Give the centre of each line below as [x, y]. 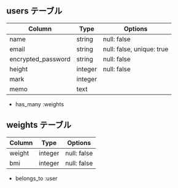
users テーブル [34, 11]
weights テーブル [39, 125]
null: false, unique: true [136, 49]
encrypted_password [40, 59]
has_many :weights [40, 104]
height [19, 69]
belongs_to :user [36, 178]
